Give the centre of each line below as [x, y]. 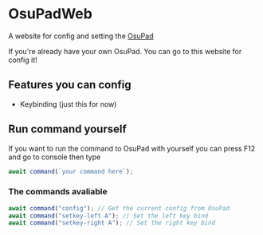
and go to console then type [55, 157]
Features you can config [70, 85]
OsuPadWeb [51, 14]
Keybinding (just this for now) [68, 104]
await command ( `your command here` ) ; [71, 171]
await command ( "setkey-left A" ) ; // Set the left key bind [108, 216]
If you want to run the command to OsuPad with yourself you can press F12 [132, 148]
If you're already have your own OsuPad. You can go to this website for [125, 51]
